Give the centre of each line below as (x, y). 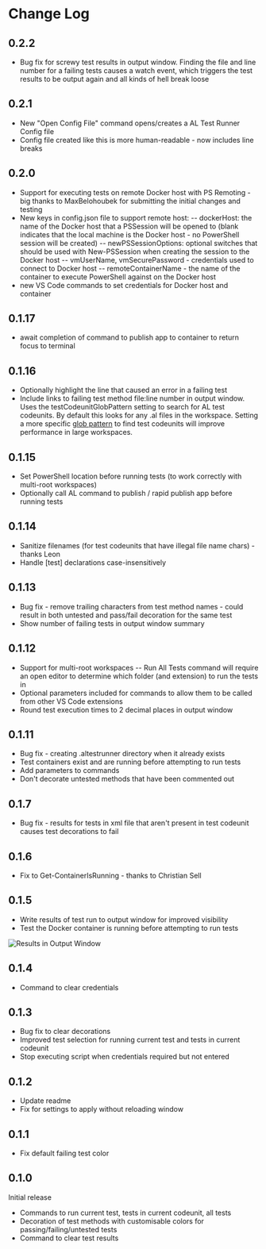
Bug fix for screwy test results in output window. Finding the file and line (138, 62)
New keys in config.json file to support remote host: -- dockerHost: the (136, 217)
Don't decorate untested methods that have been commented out (127, 779)
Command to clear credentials (69, 987)
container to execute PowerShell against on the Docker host (118, 277)
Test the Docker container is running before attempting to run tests (129, 928)
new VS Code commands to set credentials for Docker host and (124, 285)
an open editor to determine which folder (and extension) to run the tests (139, 676)
